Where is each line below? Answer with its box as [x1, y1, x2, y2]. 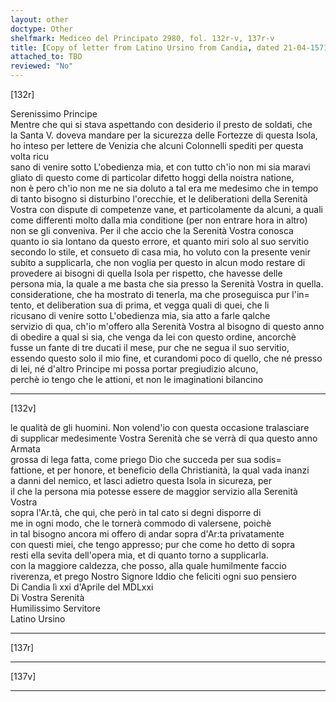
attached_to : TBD [10, 52, 83, 62]
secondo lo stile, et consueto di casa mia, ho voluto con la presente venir [10, 246, 311, 258]
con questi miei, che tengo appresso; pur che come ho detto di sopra [10, 539, 296, 550]
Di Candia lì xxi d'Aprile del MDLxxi [10, 581, 154, 593]
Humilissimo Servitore [10, 602, 101, 614]
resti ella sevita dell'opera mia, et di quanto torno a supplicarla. [10, 549, 269, 561]
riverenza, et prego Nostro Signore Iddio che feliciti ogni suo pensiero [10, 571, 297, 582]
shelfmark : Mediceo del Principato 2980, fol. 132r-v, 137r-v [10, 33, 275, 43]
